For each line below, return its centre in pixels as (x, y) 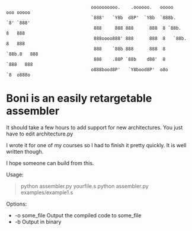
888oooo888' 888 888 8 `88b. (140, 39)
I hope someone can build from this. (50, 163)
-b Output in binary (38, 221)
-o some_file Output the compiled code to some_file (78, 215)
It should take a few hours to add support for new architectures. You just (95, 127)
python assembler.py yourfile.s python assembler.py (85, 186)
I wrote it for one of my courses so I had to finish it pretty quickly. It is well (96, 145)
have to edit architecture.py (40, 134)
